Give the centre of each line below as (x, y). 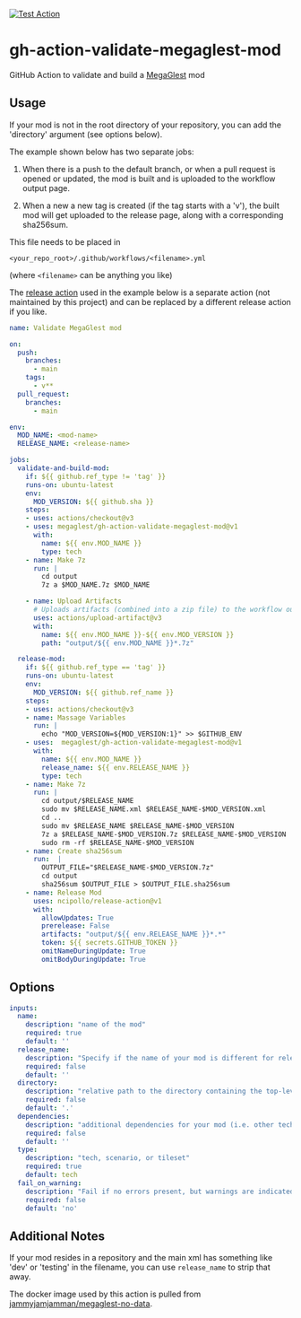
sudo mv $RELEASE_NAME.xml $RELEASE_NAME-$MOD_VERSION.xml (154, 809)
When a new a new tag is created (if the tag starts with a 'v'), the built (150, 205)
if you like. (28, 311)
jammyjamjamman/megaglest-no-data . (81, 1304)
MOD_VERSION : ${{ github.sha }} (93, 502)
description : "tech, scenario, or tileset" (108, 1158)
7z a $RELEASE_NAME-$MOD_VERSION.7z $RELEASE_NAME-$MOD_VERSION (164, 834)
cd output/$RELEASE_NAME (88, 801)
